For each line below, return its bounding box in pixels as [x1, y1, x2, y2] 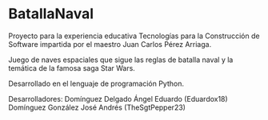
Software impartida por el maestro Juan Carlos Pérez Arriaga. [8, 39, 212, 48]
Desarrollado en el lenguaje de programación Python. [8, 79, 184, 88]
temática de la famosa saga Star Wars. [8, 63, 136, 72]
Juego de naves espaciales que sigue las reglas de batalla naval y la [8, 55, 234, 64]
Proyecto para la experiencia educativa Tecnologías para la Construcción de [8, 31, 260, 41]
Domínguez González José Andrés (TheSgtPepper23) [8, 103, 186, 112]
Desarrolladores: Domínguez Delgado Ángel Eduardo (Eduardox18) [8, 94, 228, 103]
